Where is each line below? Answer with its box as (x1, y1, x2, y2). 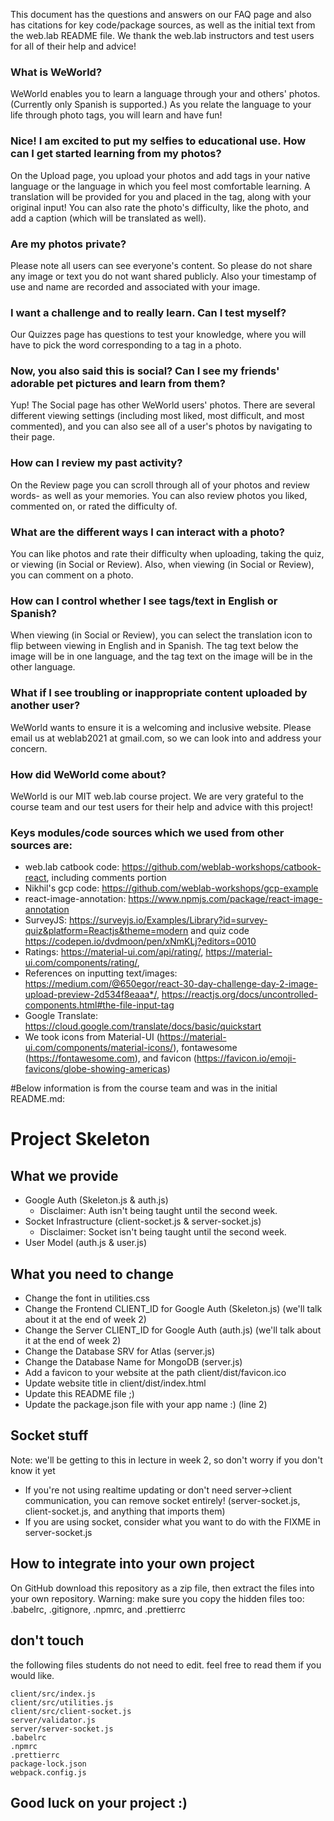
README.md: (10, 1093, 66, 1105)
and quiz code (190, 925, 250, 937)
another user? (10, 699, 81, 713)
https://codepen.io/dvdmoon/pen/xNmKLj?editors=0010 (24, 935, 257, 948)
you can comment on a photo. (10, 569, 134, 581)
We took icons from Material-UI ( (24, 1031, 160, 1043)
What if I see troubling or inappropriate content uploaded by (10, 686, 308, 700)
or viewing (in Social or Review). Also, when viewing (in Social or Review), (10, 559, 315, 571)
